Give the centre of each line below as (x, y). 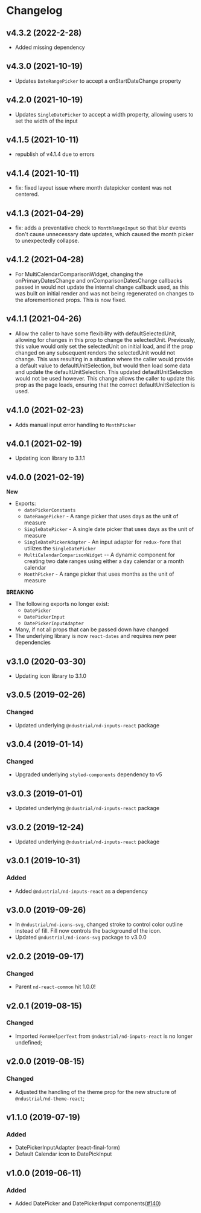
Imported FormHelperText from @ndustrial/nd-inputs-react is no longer (104, 1036)
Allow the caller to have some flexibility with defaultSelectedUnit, (96, 333)
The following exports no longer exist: (62, 604)
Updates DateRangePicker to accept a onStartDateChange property (98, 81)
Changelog (34, 11)
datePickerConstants (50, 510)
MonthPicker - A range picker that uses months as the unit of (99, 574)
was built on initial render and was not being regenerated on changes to (104, 293)
